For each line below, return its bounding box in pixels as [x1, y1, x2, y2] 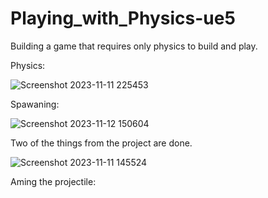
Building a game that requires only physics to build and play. [10, 40, 258, 52]
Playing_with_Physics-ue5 [10, 7, 236, 30]
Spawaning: [10, 98, 60, 110]
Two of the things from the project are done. [10, 137, 193, 149]
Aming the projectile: [10, 175, 97, 187]
